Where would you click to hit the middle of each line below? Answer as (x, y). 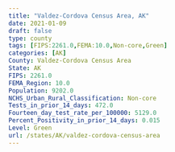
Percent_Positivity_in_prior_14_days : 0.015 (84, 121)
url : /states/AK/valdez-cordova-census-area (84, 135)
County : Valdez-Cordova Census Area (70, 61)
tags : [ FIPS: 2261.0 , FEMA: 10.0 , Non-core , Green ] (88, 46)
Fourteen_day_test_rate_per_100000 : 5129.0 (83, 113)
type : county (30, 38)
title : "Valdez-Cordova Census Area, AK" (79, 16)
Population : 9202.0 (41, 90)
